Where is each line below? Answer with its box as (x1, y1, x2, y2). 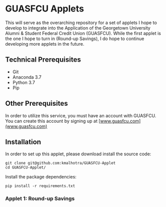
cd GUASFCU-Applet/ (5, 165, 46, 170)
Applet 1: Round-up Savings (5, 195, 75, 202)
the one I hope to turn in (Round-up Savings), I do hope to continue (5, 36, 144, 42)
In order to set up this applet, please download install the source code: (5, 151, 151, 157)
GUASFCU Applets (5, 3, 85, 15)
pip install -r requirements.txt (5, 183, 75, 188)
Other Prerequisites (5, 99, 68, 108)
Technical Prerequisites (5, 56, 81, 64)
